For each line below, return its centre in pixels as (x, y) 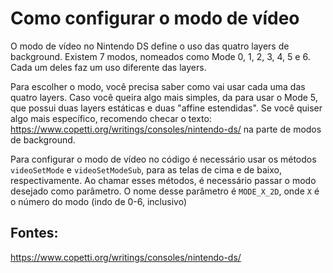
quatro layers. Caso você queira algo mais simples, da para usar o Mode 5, (164, 97)
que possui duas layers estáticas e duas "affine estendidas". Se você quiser (166, 108)
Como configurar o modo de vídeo (155, 18)
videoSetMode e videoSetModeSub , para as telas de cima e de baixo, (146, 169)
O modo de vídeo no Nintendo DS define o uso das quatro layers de (150, 46)
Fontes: (34, 233)
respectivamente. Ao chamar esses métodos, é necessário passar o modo (163, 180)
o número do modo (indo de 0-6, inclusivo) (98, 201)
